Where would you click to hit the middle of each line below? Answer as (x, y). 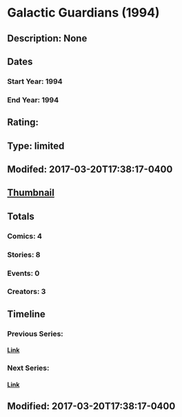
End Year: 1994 (33, 100)
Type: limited (36, 146)
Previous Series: (35, 333)
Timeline (27, 314)
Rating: (23, 122)
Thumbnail (31, 193)
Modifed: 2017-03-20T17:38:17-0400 (90, 169)
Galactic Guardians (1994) (83, 13)
